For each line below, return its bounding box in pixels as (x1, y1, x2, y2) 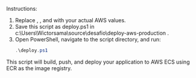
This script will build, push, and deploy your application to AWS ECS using (6, 58, 190, 65)
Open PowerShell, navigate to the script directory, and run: (14, 36, 161, 43)
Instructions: (6, 5, 37, 12)
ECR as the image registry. (6, 64, 72, 71)
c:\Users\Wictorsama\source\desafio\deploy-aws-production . (14, 29, 169, 37)
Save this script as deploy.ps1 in (14, 23, 95, 30)
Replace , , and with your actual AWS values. (14, 17, 126, 23)
